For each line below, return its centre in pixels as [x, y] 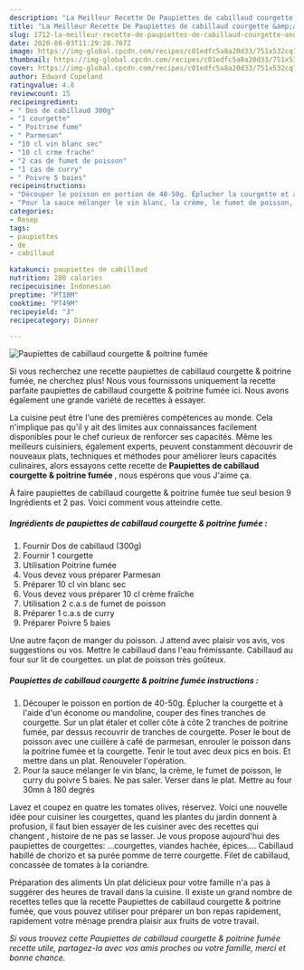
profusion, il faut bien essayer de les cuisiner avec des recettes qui [134, 827]
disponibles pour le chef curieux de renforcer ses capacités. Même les [141, 437]
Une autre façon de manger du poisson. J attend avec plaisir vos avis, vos [147, 641]
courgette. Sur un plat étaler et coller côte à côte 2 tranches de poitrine [155, 723]
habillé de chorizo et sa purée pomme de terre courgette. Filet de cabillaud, [150, 855]
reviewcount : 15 [40, 93]
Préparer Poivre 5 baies [66, 623]
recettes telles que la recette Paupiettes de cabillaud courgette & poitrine [145, 902]
